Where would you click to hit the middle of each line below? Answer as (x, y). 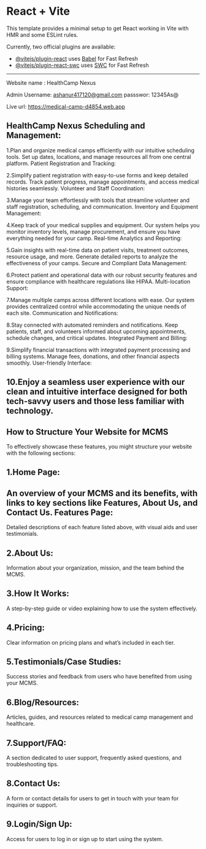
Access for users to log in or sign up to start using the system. (85, 839)
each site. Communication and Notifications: (62, 313)
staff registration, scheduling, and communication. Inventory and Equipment (102, 206)
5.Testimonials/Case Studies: (64, 661)
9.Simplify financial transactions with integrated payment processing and (99, 350)
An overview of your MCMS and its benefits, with (102, 493)
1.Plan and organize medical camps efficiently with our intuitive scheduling (101, 150)
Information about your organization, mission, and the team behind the (95, 568)
